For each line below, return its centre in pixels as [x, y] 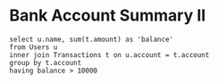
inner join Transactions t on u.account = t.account [109, 55]
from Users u [34, 47]
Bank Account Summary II [108, 16]
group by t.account [46, 63]
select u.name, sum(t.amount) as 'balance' [92, 39]
